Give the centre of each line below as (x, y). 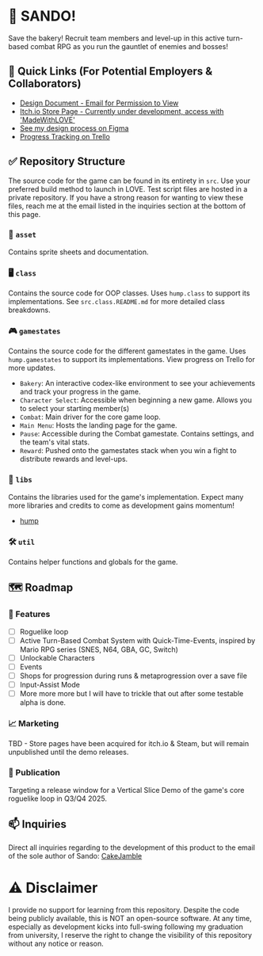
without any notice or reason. (56, 943)
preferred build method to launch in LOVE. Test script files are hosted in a (128, 189)
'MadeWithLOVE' (47, 120)
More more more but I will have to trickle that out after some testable (131, 694)
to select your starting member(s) (74, 409)
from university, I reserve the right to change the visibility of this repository (130, 935)
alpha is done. (42, 703)
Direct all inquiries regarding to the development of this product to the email (132, 847)
